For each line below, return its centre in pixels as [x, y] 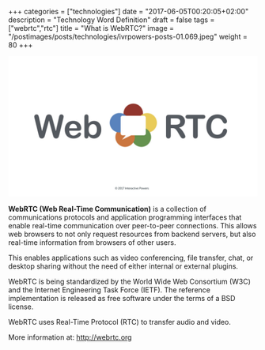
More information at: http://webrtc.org [70, 337]
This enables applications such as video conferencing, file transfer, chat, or [131, 258]
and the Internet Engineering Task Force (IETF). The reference [110, 290]
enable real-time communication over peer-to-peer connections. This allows [132, 225]
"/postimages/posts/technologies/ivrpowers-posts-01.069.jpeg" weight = [128, 36]
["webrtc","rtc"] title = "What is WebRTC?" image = [91, 28]
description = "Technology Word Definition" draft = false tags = [112, 20]
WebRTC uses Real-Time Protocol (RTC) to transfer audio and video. [120, 322]
